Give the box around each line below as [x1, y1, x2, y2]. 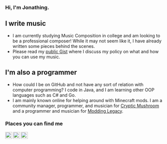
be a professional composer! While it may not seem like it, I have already [12, 38, 161, 44]
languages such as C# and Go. [12, 92, 76, 98]
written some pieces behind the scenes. [12, 43, 95, 49]
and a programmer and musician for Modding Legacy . [12, 108, 123, 114]
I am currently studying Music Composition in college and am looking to [12, 32, 160, 38]
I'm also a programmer [5, 68, 77, 77]
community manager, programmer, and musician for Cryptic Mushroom [12, 103, 159, 109]
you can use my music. [12, 54, 60, 60]
